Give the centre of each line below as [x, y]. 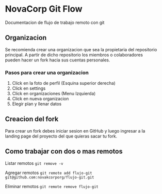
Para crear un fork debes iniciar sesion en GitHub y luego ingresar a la [75, 131]
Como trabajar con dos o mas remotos [64, 151]
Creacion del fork [32, 119]
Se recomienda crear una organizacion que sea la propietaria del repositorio [81, 49]
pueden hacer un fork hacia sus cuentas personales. [57, 60]
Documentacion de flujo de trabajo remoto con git [55, 22]
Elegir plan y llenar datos [37, 104]
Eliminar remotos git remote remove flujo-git [52, 186]
